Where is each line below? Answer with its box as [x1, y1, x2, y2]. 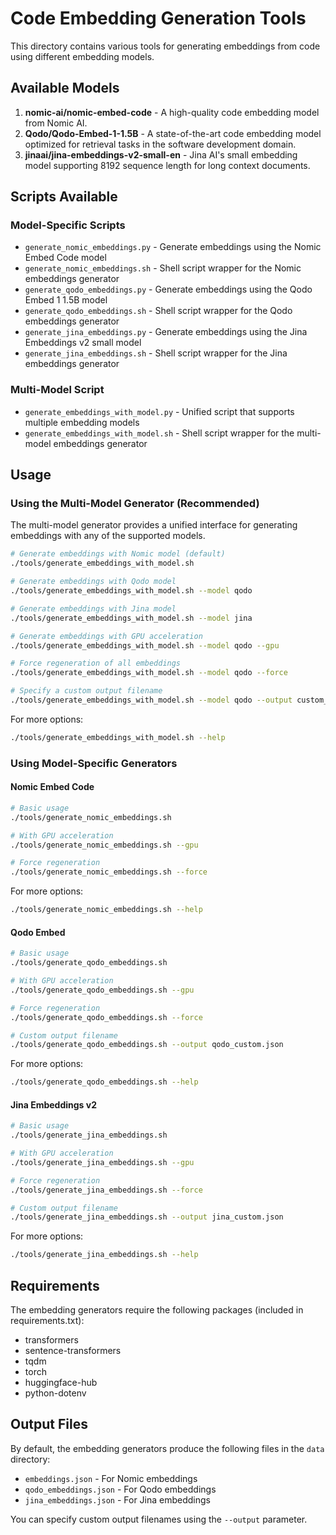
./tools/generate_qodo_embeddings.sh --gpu [10, 985, 195, 995]
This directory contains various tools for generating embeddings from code [10, 40, 321, 52]
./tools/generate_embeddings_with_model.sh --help [10, 732, 226, 742]
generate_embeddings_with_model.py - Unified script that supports [24, 405, 295, 417]
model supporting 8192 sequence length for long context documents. [24, 159, 311, 171]
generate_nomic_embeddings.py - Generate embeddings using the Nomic [24, 241, 322, 253]
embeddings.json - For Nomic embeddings [24, 1472, 198, 1484]
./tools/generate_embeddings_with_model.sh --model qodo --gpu [10, 640, 280, 651]
